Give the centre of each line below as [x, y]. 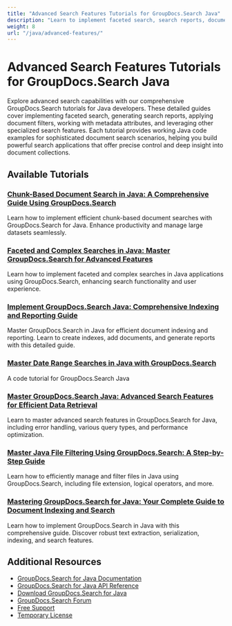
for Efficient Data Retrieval [52, 404]
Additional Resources [54, 562]
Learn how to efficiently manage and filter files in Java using [93, 476]
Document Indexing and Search [61, 510]
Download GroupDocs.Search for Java [72, 593]
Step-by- [209, 452]
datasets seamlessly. [37, 232]
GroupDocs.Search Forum [54, 600]
